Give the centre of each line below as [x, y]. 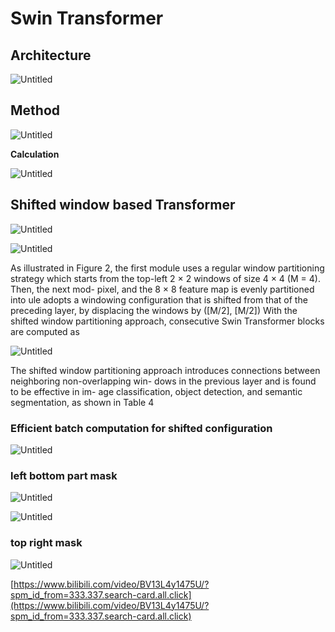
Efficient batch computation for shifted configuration [141, 428]
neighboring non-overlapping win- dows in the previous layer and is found [163, 381]
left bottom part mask [64, 475]
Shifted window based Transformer [123, 205]
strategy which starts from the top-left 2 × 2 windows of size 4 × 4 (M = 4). [165, 278]
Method [35, 110]
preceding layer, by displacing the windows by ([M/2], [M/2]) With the [154, 310]
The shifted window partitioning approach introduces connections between [165, 370]
